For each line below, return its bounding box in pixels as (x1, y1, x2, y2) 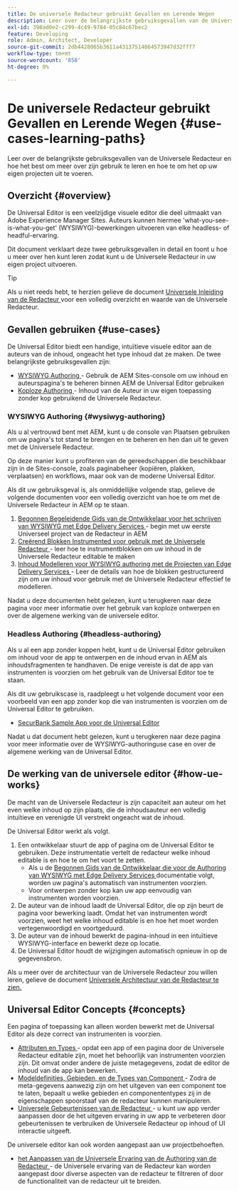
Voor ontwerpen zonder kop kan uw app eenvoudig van (28, 886, 192, 894)
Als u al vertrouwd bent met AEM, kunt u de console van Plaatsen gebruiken (7, 428, 230, 436)
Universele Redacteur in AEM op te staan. (7, 501, 129, 509)
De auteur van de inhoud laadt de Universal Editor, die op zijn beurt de (17, 901, 224, 909)
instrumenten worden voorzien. (28, 894, 121, 902)
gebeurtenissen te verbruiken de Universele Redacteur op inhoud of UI (17, 1119, 225, 1128)
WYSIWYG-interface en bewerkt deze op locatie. (17, 938, 161, 947)
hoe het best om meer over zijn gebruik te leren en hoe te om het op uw (7, 162, 218, 170)
